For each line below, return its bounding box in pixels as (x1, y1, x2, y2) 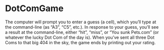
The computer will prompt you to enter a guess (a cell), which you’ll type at (5, 19, 157, 25)
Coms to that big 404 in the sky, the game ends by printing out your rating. (5, 39, 156, 45)
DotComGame (5, 3, 64, 14)
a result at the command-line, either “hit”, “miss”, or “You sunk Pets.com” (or (5, 29, 159, 35)
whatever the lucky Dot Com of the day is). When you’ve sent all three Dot (5, 34, 155, 40)
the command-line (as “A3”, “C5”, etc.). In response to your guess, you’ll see (5, 24, 159, 30)
